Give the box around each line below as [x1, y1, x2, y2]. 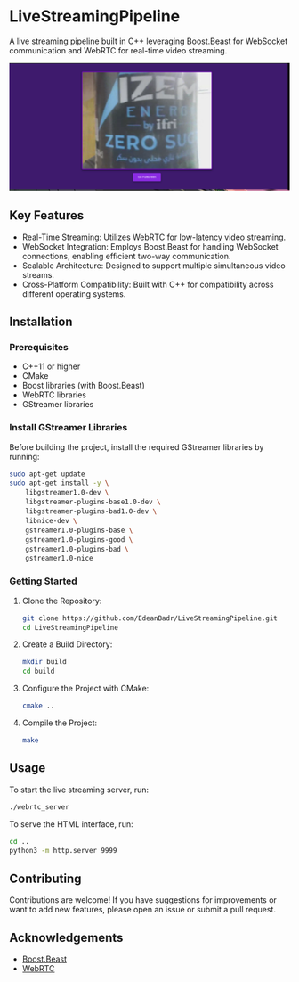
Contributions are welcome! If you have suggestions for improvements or [9, 895, 278, 905]
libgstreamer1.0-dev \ [25, 488, 109, 497]
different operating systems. [21, 288, 126, 299]
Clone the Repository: [21, 595, 102, 606]
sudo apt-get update [9, 470, 86, 479]
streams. [21, 269, 55, 280]
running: [9, 451, 40, 462]
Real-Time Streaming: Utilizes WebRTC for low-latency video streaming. [21, 232, 287, 242]
